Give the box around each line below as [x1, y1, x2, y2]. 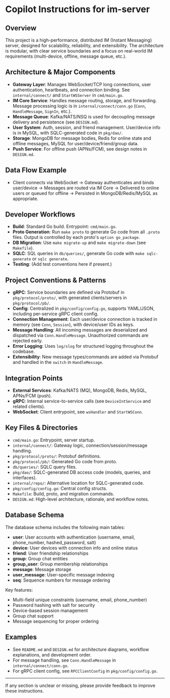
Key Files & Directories [5, 424, 78, 432]
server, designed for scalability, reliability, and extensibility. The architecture [5, 43, 164, 49]
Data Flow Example [5, 166, 67, 175]
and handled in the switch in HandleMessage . [12, 359, 104, 365]
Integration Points [5, 374, 63, 383]
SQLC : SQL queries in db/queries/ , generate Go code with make [12, 251, 145, 257]
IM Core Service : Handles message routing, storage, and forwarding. [12, 97, 157, 103]
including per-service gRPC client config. [12, 311, 99, 317]
